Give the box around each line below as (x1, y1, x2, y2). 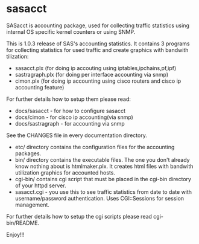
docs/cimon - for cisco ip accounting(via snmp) (14, 114, 134, 121)
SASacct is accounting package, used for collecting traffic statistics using (6, 22, 190, 29)
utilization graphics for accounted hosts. (14, 169, 116, 176)
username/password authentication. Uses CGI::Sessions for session (14, 194, 185, 202)
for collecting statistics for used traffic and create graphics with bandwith (6, 46, 189, 53)
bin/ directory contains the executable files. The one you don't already (14, 156, 190, 163)
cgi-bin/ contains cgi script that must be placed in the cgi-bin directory (14, 175, 192, 182)
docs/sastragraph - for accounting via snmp (14, 120, 125, 127)
